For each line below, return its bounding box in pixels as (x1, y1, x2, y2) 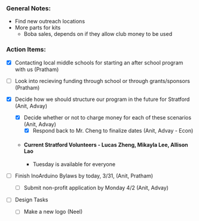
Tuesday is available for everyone (32, 161, 115, 168)
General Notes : (6, 4, 51, 13)
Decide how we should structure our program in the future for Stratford (14, 96, 190, 103)
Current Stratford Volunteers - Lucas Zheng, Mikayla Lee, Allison (23, 141, 188, 148)
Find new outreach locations (14, 18, 85, 25)
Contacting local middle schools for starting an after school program (14, 59, 183, 66)
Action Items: (6, 45, 46, 54)
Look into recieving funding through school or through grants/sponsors (14, 77, 190, 84)
